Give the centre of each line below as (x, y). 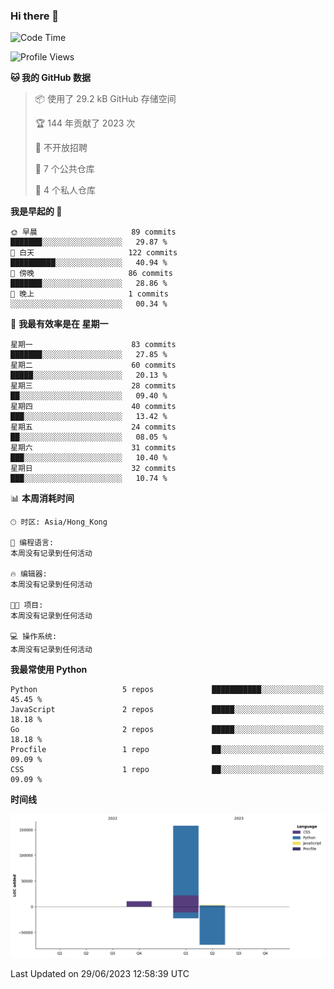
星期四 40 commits (93, 407)
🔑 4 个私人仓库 (65, 190)
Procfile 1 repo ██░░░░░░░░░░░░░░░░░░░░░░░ (167, 750)
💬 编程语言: (32, 543)
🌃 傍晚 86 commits (92, 274)
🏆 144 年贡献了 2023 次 (85, 123)
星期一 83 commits (93, 345)
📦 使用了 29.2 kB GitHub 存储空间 (105, 99)
